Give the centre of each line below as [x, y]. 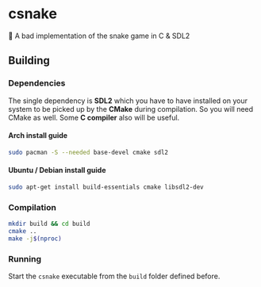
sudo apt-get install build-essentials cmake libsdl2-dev [106, 187]
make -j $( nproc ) [35, 239]
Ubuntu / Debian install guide [57, 170]
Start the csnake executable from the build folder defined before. [114, 276]
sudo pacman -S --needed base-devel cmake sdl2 [88, 152]
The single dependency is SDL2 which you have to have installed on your [128, 101]
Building [29, 61]
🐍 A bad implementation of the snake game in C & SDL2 [99, 36]
